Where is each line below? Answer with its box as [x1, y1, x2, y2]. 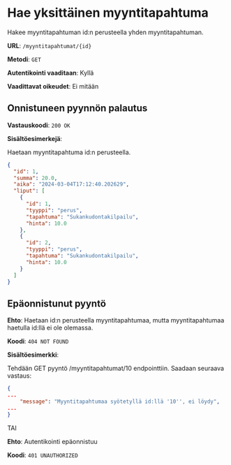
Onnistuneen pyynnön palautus [7, 103, 148, 115]
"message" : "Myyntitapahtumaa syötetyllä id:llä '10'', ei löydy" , [20, 398, 220, 405]
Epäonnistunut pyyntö [7, 297, 107, 309]
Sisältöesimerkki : [7, 350, 59, 359]
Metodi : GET [7, 54, 42, 64]
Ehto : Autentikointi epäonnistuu [7, 437, 98, 445]
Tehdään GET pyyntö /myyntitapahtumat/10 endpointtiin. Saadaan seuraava [7, 364, 225, 373]
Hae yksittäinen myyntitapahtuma [7, 5, 209, 21]
